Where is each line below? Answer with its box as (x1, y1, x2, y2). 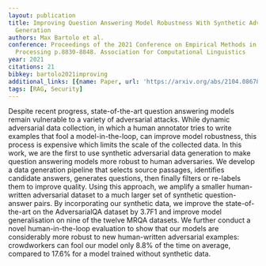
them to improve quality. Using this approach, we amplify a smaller (8, 182, 226, 192)
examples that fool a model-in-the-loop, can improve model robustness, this (8, 132, 257, 141)
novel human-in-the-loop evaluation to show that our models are (8, 224, 219, 234)
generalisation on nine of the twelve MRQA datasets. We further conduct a (8, 215, 251, 225)
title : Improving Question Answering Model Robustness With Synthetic (8, 19, 246, 27)
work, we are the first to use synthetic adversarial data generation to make (8, 148, 251, 158)
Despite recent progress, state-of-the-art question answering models (8, 107, 235, 116)
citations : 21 (8, 63, 55, 71)
